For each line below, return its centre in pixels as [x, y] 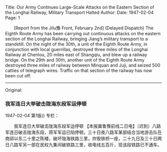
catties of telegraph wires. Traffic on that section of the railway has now [79, 71]
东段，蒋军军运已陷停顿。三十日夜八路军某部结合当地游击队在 [99, 132]
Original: [14, 90]
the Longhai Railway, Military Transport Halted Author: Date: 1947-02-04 [80, 12]
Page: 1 [13, 18]
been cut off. [18, 76]
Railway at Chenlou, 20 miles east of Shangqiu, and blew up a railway [76, 55]
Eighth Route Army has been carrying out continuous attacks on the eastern [83, 34]
